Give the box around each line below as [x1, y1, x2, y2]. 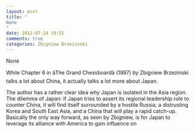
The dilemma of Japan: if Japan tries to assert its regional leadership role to [6, 95, 190, 102]
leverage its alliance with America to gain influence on [6, 120, 137, 127]
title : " [6, 14, 28, 20]
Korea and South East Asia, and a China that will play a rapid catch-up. [6, 107, 177, 114]
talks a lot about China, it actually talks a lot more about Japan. [6, 77, 158, 84]
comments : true [6, 36, 43, 42]
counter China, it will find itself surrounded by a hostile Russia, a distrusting [6, 101, 189, 108]
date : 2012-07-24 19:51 [6, 30, 65, 36]
